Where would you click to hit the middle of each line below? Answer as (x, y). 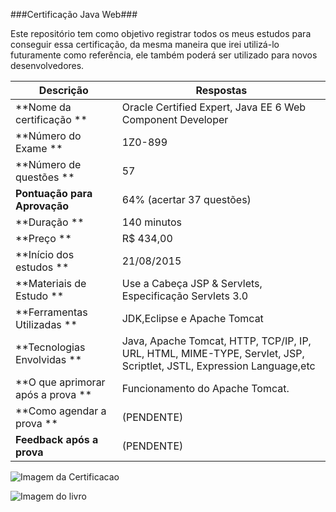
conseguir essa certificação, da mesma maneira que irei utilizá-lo (145, 44)
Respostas (221, 90)
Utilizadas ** (46, 324)
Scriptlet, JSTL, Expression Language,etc (218, 366)
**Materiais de (51, 283)
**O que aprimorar (60, 382)
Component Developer (175, 119)
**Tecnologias (50, 347)
